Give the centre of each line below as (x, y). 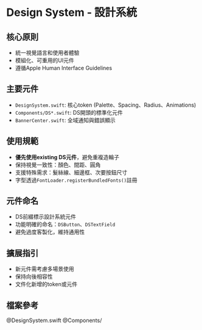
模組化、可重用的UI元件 (44, 60)
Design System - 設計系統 (72, 13)
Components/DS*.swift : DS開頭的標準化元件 (69, 112)
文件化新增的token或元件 (46, 284)
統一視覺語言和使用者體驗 (47, 53)
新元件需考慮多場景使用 (44, 269)
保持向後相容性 (34, 277)
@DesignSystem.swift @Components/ (54, 320)
